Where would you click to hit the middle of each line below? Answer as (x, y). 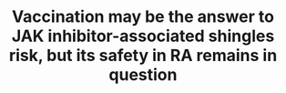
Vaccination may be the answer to (143, 17)
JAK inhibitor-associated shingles (143, 36)
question (143, 75)
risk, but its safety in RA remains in (143, 56)
